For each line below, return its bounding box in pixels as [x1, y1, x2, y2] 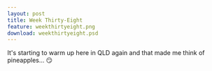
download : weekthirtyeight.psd [7, 29, 99, 37]
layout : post [7, 10, 45, 17]
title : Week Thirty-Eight [7, 17, 83, 24]
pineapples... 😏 [7, 56, 53, 65]
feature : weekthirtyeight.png [7, 23, 96, 30]
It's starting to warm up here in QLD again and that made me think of [7, 49, 205, 57]
